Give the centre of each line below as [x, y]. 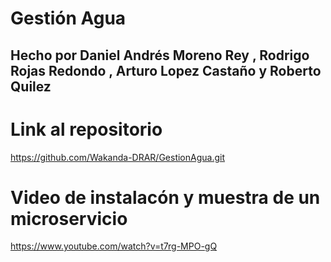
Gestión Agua [68, 18]
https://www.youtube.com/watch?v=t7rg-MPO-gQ [114, 246]
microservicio [69, 218]
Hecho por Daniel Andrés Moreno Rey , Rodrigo [160, 55]
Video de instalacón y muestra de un [165, 197]
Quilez [31, 86]
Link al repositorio [86, 129]
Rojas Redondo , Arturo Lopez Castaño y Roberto [166, 70]
